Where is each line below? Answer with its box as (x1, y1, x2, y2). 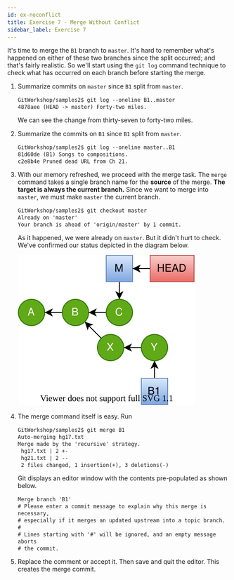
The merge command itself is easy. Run (17, 412, 132, 421)
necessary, (17, 510, 50, 518)
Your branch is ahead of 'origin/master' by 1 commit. (17, 221, 182, 228)
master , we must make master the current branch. (17, 193, 160, 202)
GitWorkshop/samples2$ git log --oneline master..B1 (17, 144, 176, 151)
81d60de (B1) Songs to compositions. (17, 151, 129, 158)
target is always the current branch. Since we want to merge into (17, 185, 209, 194)
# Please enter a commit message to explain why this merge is (17, 503, 207, 510)
